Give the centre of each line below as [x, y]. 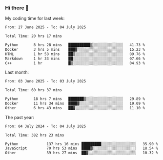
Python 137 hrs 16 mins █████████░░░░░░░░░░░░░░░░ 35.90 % [82, 144]
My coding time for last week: [35, 19]
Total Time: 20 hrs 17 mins [34, 36]
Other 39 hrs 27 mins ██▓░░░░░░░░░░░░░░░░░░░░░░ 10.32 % [82, 153]
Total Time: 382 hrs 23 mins [35, 135]
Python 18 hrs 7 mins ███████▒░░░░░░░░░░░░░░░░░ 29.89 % [75, 99]
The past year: [20, 117]
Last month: [17, 72]
